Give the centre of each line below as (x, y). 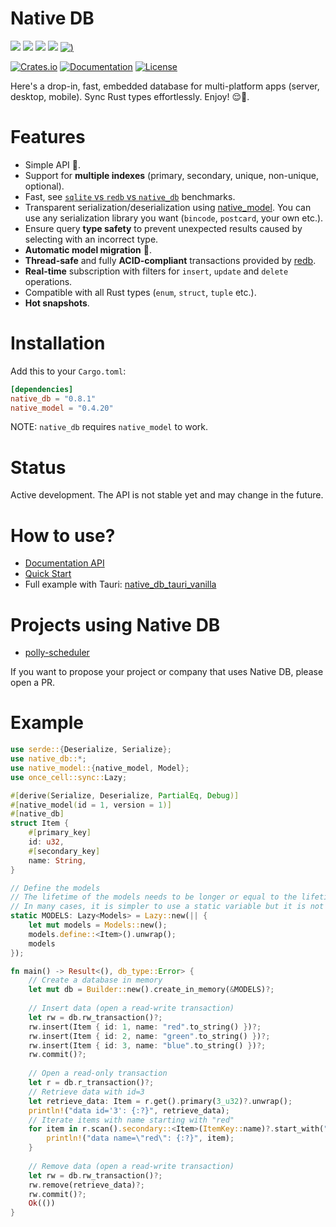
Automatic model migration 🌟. (88, 249)
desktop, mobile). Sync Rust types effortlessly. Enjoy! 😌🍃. (130, 96)
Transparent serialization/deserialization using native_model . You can (168, 207)
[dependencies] (42, 389)
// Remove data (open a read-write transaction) (131, 1166)
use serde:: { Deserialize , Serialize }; (91, 750)
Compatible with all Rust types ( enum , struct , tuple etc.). (140, 292)
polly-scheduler (57, 653)
